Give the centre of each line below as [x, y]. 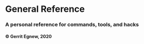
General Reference [45, 9]
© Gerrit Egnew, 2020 [28, 36]
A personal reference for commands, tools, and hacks [72, 25]
